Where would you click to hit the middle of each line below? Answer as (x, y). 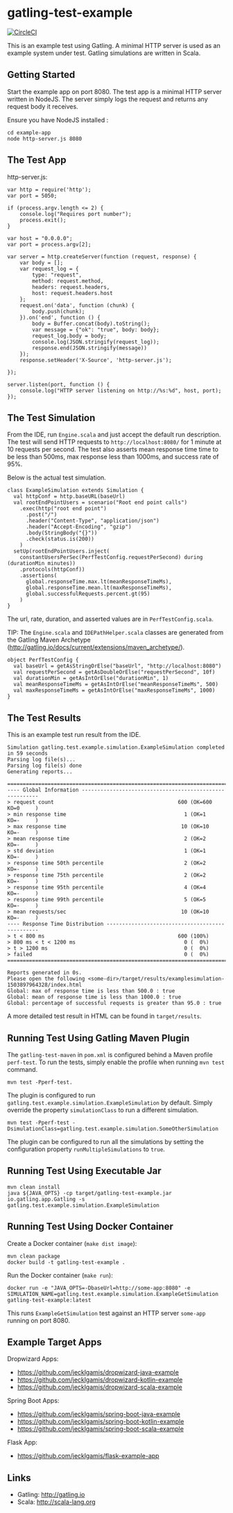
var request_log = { (49, 269)
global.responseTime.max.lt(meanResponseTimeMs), (98, 582)
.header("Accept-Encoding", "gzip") (78, 527)
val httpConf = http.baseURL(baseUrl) (70, 497)
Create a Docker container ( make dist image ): (72, 1243)
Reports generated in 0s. (44, 973)
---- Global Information (43, 790)
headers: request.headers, (71, 287)
